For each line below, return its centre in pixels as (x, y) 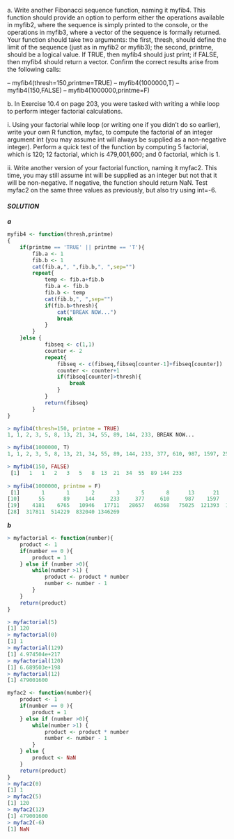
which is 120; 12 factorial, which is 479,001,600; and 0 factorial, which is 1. (114, 154)
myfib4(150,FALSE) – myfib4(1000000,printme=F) (78, 90)
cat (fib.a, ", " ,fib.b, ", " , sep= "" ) (84, 267)
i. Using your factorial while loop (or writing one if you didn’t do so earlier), (114, 124)
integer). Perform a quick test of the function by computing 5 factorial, (108, 147)
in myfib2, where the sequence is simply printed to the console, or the (108, 25)
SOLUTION (23, 206)
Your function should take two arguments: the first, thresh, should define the (117, 40)
